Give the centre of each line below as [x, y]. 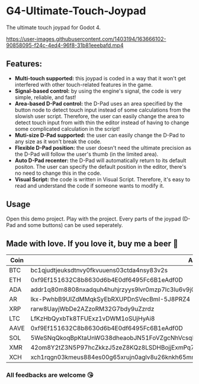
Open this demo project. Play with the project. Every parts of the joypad [94, 219]
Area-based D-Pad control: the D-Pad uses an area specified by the [98, 103]
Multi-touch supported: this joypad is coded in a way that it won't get [100, 78]
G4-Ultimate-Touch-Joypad [76, 11]
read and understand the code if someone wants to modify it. [89, 185]
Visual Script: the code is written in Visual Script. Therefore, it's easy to [102, 179]
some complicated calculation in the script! [67, 128]
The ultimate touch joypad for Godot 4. [54, 27]
